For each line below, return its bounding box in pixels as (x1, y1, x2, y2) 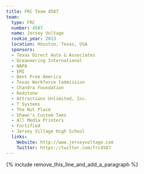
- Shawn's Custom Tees (11, 112, 67, 118)
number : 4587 (11, 25, 43, 31)
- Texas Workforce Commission (11, 80, 85, 86)
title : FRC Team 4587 (6, 8, 59, 15)
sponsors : (11, 47, 35, 53)
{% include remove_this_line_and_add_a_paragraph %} (6, 161, 139, 168)
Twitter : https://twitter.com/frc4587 (16, 145, 111, 151)
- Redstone (11, 90, 38, 96)
